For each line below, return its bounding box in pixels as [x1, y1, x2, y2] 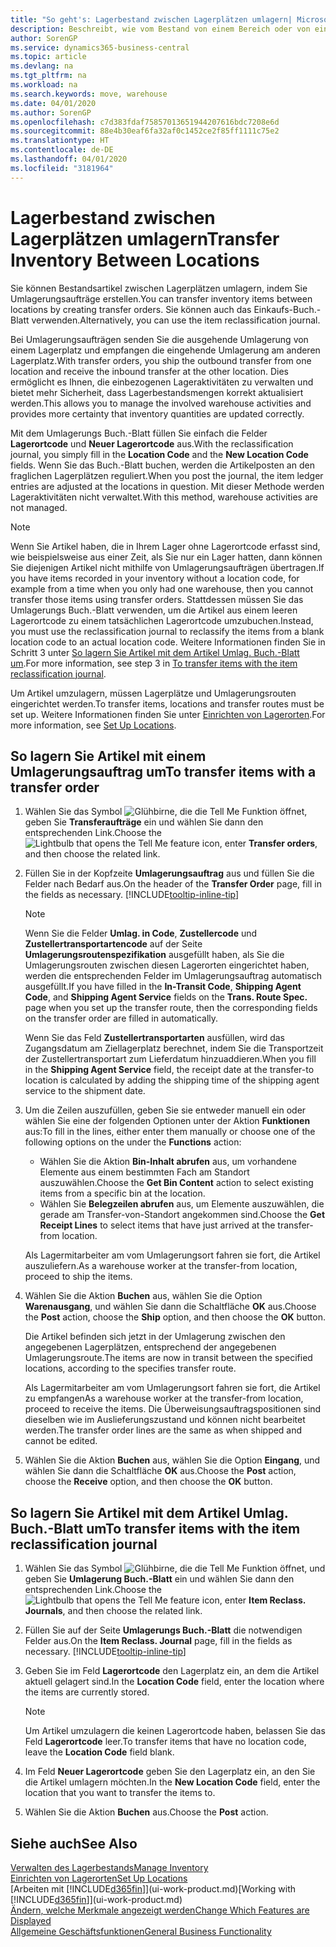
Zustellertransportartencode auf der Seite [24, 938, 203, 950]
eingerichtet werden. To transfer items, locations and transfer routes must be [10, 697, 325, 710]
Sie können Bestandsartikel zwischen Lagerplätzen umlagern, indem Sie [10, 282, 308, 294]
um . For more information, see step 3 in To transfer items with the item [10, 657, 298, 669]
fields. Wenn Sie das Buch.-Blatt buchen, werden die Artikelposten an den [10, 459, 315, 471]
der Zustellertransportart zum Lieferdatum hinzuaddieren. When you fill [24, 1053, 317, 1065]
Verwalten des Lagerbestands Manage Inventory [10, 1862, 209, 1873]
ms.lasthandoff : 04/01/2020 [10, 154, 128, 164]
